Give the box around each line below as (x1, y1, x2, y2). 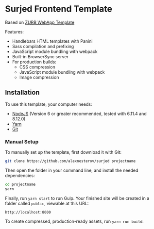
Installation (5, 88, 40, 97)
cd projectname (5, 182, 36, 187)
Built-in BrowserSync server (12, 53, 69, 59)
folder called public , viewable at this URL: (5, 200, 89, 206)
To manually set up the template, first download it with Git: (5, 149, 122, 155)
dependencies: (5, 172, 35, 178)
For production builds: (12, 59, 57, 65)
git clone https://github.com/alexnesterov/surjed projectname (5, 159, 136, 164)
